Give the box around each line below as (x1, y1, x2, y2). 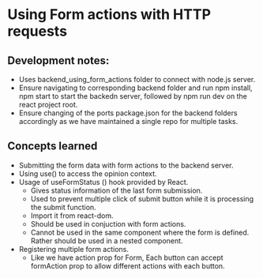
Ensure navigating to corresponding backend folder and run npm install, (18, 83, 254, 92)
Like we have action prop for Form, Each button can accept (30, 253, 224, 262)
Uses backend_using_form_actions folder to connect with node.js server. (18, 75, 256, 84)
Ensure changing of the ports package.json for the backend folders (18, 108, 238, 118)
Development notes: (7, 54, 110, 67)
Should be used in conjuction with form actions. (30, 219, 186, 228)
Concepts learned (7, 140, 98, 153)
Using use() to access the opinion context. (18, 168, 157, 178)
